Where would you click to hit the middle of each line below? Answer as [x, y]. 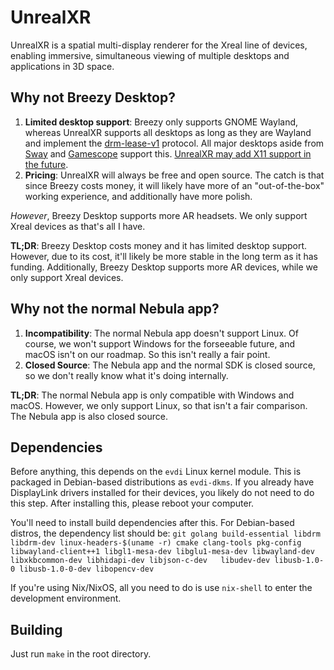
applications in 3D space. [62, 66]
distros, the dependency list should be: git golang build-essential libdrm [165, 533]
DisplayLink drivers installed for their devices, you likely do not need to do [162, 493]
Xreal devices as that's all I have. [78, 226]
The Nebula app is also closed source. [89, 416]
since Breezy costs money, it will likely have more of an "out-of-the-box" [174, 185]
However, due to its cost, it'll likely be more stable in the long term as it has [164, 256]
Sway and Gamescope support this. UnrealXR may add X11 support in [168, 153]
